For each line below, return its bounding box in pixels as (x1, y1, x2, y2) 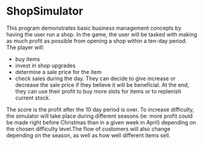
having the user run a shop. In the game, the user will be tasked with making (6, 30, 198, 38)
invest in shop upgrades (15, 62, 76, 69)
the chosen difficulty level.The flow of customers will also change (6, 125, 171, 132)
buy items (15, 55, 41, 62)
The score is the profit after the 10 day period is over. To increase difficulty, (6, 106, 194, 113)
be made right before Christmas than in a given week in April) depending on (6, 118, 196, 126)
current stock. (15, 94, 50, 101)
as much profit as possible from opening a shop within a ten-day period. (6, 37, 187, 44)
